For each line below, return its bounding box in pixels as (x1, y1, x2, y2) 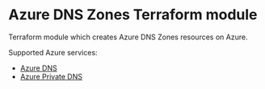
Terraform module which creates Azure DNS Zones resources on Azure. (8, 32, 248, 42)
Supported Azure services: (8, 47, 99, 57)
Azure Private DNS (19, 71, 83, 81)
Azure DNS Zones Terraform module (8, 6, 258, 24)
